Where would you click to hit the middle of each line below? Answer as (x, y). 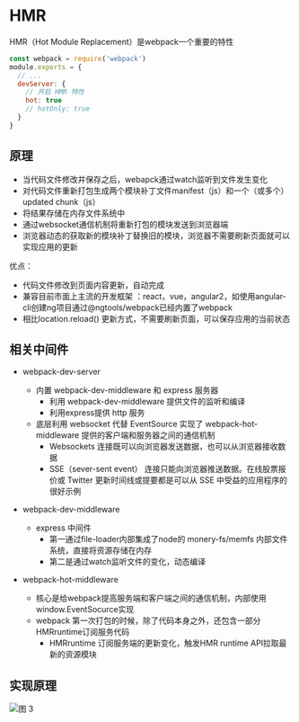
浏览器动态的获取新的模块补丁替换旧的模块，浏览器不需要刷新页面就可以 (156, 236)
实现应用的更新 (50, 246)
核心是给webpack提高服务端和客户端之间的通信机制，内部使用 (151, 598)
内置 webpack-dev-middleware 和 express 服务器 (127, 390)
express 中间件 (63, 528)
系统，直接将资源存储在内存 (101, 550)
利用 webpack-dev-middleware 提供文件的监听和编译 (147, 402)
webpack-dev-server (62, 372)
